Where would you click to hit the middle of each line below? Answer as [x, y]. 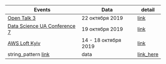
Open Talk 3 [22, 18]
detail [148, 10]
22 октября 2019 [102, 18]
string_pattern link [29, 54]
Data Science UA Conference [41, 26]
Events [42, 10]
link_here [148, 54]
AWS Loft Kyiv [24, 43]
